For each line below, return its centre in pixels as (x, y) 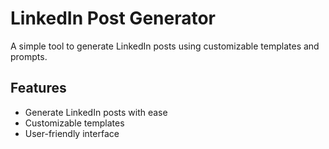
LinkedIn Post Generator (113, 18)
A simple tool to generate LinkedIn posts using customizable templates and (165, 46)
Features (38, 88)
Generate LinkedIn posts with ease (96, 112)
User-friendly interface (72, 133)
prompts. (29, 56)
